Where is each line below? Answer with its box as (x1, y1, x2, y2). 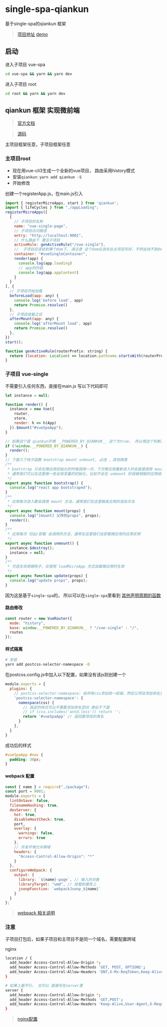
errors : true (18, 835, 46, 840)
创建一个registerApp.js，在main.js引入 (5, 191, 83, 197)
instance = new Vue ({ (9, 407, 55, 412)
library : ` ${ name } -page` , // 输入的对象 (18, 877, 99, 882)
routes (9, 630, 23, 635)
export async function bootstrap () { (5, 481, 83, 486)
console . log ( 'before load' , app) (14, 298, 83, 303)
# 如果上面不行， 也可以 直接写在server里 (5, 983, 83, 988)
